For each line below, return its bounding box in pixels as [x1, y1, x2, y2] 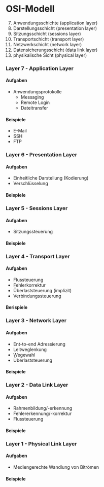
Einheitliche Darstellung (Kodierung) [13, 175, 89, 181]
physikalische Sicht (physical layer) [13, 52, 87, 58]
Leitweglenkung [13, 346, 47, 353]
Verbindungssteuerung [13, 293, 61, 299]
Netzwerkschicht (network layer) [13, 41, 82, 47]
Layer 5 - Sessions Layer [6, 204, 68, 212]
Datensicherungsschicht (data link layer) [13, 47, 98, 53]
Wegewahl [13, 352, 36, 358]
